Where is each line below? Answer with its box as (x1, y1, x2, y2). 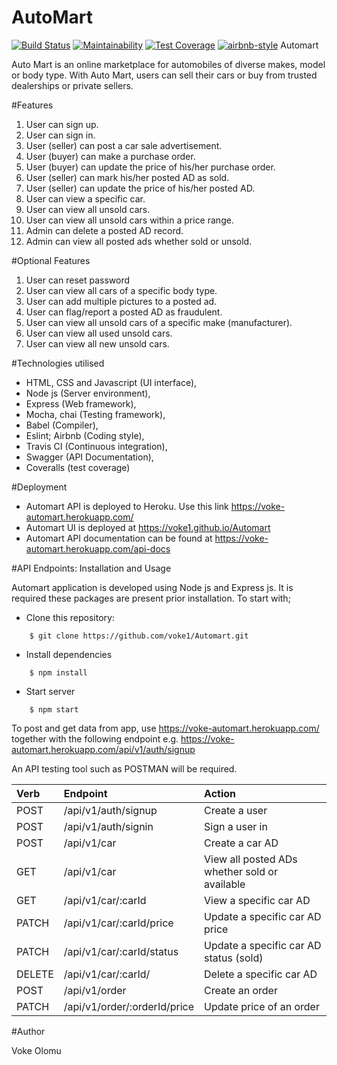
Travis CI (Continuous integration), (25, 440, 168, 452)
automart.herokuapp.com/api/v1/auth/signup (11, 743, 196, 755)
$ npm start (29, 704, 79, 715)
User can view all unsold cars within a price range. (25, 214, 234, 226)
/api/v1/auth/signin (63, 819, 154, 833)
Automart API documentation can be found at (25, 532, 213, 544)
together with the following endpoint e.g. (11, 732, 179, 745)
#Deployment (11, 481, 68, 493)
